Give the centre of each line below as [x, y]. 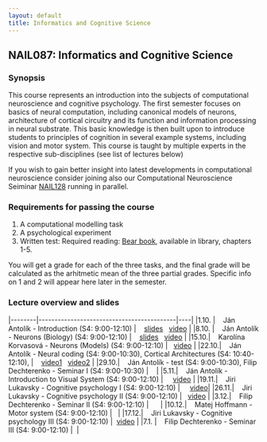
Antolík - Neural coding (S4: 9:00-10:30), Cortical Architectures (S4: [120, 354]
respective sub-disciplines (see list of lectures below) [96, 154]
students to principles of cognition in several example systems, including [127, 138]
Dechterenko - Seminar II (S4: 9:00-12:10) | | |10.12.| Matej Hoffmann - [130, 404]
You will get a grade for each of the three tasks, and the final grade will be [129, 265]
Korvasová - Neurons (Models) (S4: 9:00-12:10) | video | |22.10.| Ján [125, 345]
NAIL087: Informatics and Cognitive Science [121, 55]
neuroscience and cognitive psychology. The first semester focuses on [124, 103]
